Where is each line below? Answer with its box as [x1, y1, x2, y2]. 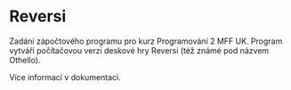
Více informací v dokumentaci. [9, 71, 122, 82]
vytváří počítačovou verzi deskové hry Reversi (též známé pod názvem [9, 45, 270, 55]
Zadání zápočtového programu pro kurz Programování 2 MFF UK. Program [9, 36, 283, 46]
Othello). [9, 54, 41, 65]
